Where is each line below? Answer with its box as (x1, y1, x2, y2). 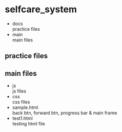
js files (12, 88, 27, 94)
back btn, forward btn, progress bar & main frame (12, 110, 117, 116)
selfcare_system (5, 4, 77, 15)
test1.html (12, 115, 33, 121)
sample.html (12, 104, 38, 111)
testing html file (12, 121, 46, 127)
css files (12, 99, 30, 105)
